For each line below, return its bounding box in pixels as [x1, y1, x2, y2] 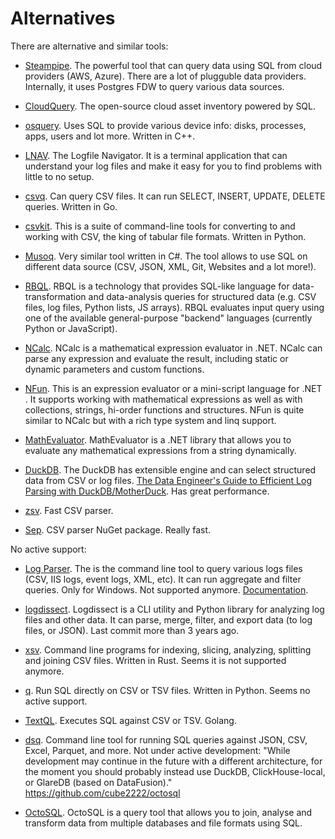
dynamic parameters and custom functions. [24, 363, 205, 375]
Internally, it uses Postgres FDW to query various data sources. [24, 80, 285, 92]
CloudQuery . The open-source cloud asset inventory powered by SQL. [24, 100, 317, 112]
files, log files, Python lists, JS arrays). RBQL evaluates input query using [24, 301, 325, 313]
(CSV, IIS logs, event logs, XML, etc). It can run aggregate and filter [24, 573, 302, 585]
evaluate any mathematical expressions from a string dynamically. [24, 444, 297, 456]
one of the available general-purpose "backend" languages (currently [24, 312, 313, 324]
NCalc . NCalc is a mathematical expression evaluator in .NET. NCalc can [24, 342, 323, 354]
